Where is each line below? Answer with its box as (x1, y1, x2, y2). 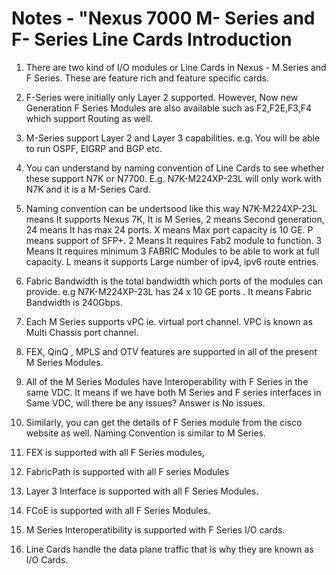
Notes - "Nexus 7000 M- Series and (11, 7, 316, 30)
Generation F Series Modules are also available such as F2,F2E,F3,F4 (25, 102, 313, 114)
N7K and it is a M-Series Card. (25, 183, 151, 195)
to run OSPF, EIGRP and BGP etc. (25, 142, 163, 154)
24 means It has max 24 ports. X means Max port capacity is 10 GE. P (25, 223, 314, 236)
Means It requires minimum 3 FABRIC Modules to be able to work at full (25, 245, 320, 257)
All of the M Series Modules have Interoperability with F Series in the (25, 375, 309, 387)
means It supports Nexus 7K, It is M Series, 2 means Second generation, (25, 213, 325, 225)
